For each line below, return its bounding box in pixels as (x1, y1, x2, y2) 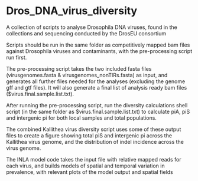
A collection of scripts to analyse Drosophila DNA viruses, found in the (6, 24, 177, 31)
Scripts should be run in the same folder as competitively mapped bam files (6, 41, 190, 48)
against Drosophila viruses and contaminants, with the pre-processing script (6, 47, 193, 54)
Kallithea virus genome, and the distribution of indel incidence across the (6, 138, 184, 145)
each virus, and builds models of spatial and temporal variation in (6, 162, 165, 169)
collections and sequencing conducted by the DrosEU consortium (6, 29, 167, 37)
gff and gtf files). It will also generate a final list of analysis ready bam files (6, 84, 187, 91)
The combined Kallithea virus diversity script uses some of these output (6, 126, 181, 133)
